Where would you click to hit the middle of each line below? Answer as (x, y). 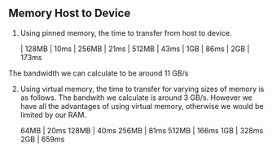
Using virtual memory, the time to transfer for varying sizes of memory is (142, 89)
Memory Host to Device (70, 13)
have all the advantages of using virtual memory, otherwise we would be (142, 106)
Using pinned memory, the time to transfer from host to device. (126, 33)
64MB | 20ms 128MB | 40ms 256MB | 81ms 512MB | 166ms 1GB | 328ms (142, 130)
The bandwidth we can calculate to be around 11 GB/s (99, 73)
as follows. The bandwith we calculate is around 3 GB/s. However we (136, 98)
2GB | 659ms (42, 139)
